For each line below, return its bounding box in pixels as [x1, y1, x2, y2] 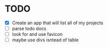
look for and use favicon [12, 31, 63, 37]
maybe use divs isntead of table [12, 37, 79, 43]
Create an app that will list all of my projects [12, 20, 103, 26]
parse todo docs [12, 26, 46, 31]
